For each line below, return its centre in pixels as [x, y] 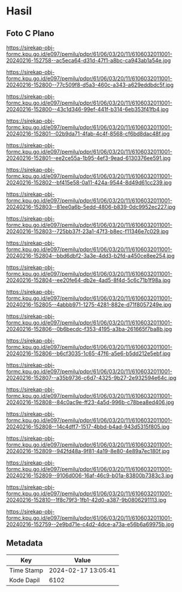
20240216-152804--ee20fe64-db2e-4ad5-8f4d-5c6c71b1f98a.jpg [88, 280]
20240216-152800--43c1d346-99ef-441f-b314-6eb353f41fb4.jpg [87, 109]
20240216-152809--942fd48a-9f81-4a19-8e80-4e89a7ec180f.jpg [88, 451]
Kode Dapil [25, 580]
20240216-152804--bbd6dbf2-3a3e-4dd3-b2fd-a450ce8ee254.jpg [90, 256]
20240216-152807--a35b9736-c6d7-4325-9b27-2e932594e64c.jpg [91, 378]
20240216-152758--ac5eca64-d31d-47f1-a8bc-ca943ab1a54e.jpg [89, 60]
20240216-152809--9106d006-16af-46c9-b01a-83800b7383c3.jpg [90, 475]
